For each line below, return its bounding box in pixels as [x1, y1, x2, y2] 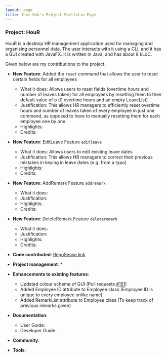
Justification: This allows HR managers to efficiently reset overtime [20, 102, 160, 108]
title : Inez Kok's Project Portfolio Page [5, 12, 96, 17]
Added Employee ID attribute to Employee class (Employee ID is [20, 286, 153, 292]
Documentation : [12, 312, 48, 318]
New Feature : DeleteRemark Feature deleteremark [12, 216, 118, 222]
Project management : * [12, 261, 63, 267]
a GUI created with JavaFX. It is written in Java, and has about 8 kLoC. [5, 51, 152, 57]
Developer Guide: [20, 327, 57, 333]
